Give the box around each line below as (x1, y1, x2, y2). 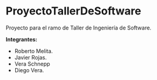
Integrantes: (5, 35, 38, 43)
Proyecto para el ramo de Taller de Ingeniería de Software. (5, 24, 152, 31)
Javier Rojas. (14, 54, 47, 61)
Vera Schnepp (14, 60, 50, 67)
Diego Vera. (14, 66, 44, 73)
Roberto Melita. (14, 47, 53, 55)
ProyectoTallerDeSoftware (5, 4, 142, 18)
